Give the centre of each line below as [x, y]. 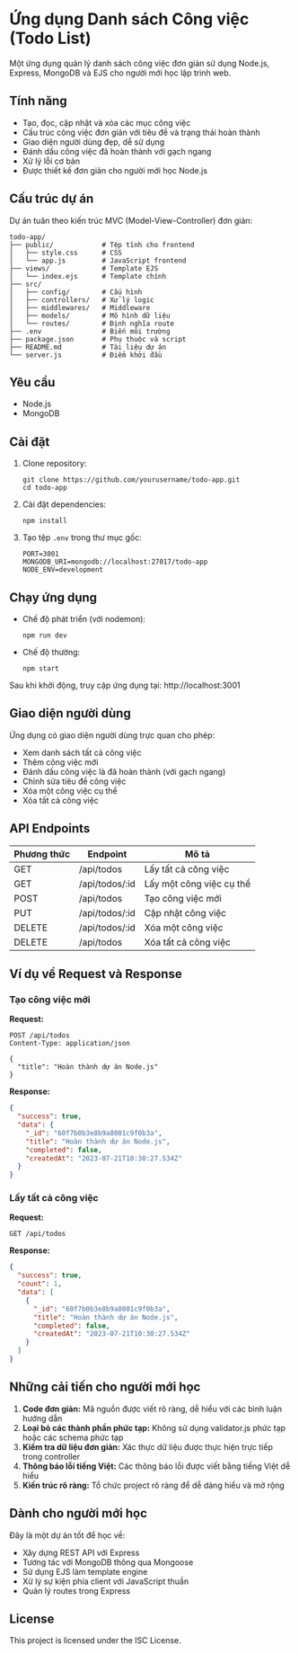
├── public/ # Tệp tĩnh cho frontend [102, 245]
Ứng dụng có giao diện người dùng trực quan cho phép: [112, 735]
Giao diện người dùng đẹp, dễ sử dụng [93, 142]
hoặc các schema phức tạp [73, 1437]
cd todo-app [44, 488]
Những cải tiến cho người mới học [105, 1387]
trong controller [51, 1456]
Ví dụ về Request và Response [96, 974]
